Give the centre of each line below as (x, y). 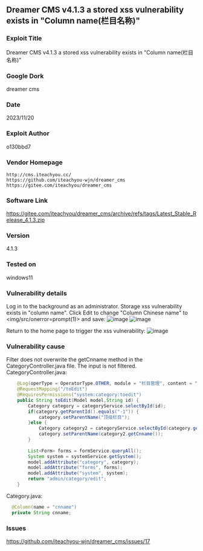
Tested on (21, 264)
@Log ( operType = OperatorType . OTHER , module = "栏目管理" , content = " (107, 384)
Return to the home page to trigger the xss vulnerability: (76, 331)
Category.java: (24, 496)
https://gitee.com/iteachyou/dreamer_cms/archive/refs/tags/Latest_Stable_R (101, 214)
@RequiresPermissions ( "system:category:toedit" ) (79, 395)
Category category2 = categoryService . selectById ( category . (116, 428)
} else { (37, 423)
